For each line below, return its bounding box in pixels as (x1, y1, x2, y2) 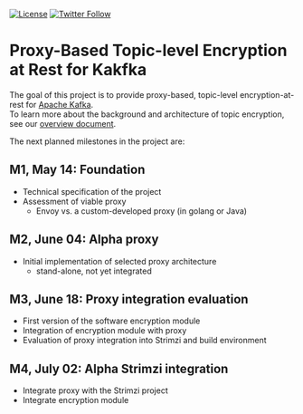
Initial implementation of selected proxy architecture (22, 255, 217, 266)
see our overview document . (9, 118, 117, 129)
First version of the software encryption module (22, 315, 201, 326)
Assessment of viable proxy (22, 196, 127, 207)
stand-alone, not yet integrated (35, 265, 152, 276)
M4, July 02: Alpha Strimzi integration (9, 361, 229, 376)
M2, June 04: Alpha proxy (9, 232, 159, 247)
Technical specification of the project (22, 186, 162, 197)
